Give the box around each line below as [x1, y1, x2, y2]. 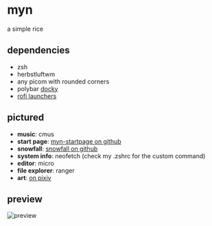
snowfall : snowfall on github [16, 145, 98, 153]
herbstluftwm [16, 70, 56, 78]
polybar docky [16, 84, 58, 92]
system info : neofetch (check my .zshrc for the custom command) [16, 151, 206, 160]
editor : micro [16, 159, 55, 167]
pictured [7, 112, 45, 123]
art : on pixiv [16, 173, 51, 181]
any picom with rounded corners [16, 77, 110, 86]
